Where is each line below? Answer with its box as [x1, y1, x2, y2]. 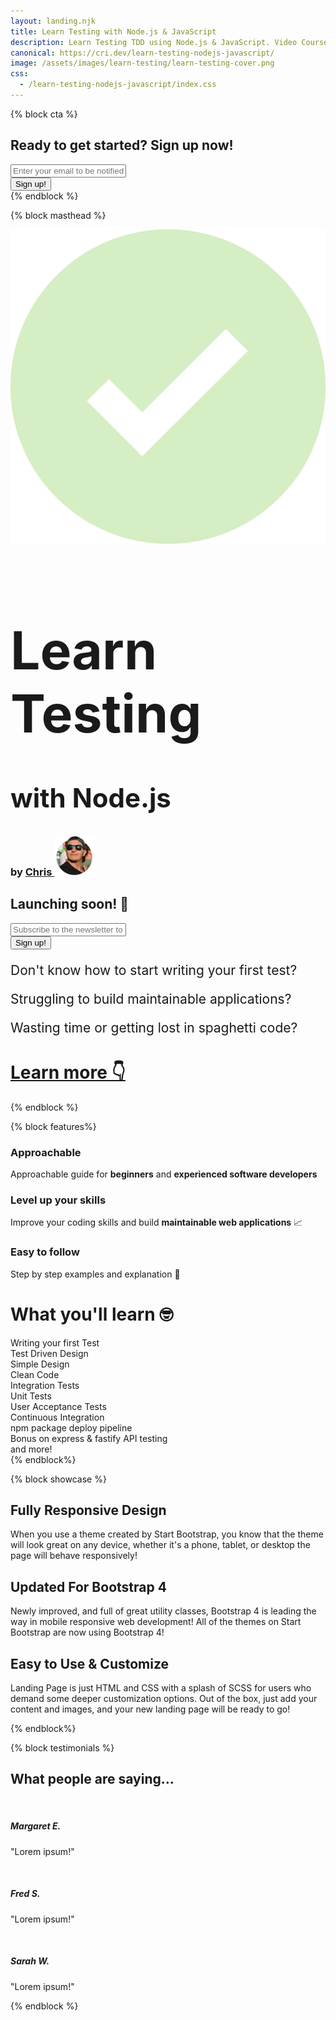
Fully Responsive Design [10, 1501, 167, 1519]
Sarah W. [10, 1955, 50, 1967]
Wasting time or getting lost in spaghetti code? [10, 1019, 298, 1036]
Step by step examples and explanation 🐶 [10, 1268, 181, 1280]
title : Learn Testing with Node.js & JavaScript [10, 26, 217, 37]
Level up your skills [10, 1193, 107, 1207]
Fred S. [10, 1888, 41, 1900]
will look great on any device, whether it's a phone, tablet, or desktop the [10, 1539, 311, 1551]
